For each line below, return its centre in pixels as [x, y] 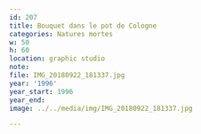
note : [19, 67]
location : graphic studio [57, 59]
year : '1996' [33, 83]
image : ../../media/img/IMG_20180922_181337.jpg [101, 108]
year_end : [28, 100]
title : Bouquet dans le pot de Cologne [83, 26]
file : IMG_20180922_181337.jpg [67, 75]
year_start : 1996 [41, 91]
